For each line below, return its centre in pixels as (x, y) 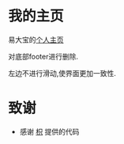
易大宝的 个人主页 (36, 40)
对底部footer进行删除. (43, 56)
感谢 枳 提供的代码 (49, 131)
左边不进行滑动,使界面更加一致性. (62, 73)
